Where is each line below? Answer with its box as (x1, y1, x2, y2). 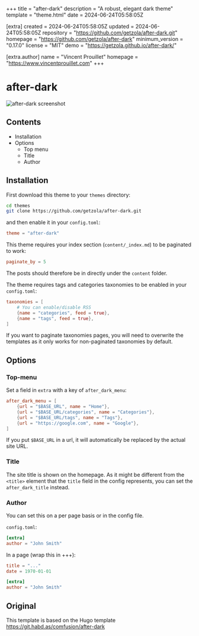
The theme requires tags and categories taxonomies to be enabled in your (6, 281, 187, 289)
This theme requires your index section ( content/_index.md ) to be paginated (6, 241, 191, 248)
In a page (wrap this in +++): (6, 551, 76, 558)
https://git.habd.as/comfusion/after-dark (6, 623, 105, 630)
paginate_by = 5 (6, 259, 46, 265)
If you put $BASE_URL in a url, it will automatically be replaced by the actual (6, 436, 185, 444)
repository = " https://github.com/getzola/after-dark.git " (42, 29, 178, 36)
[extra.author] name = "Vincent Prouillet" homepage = (6, 53, 139, 60)
